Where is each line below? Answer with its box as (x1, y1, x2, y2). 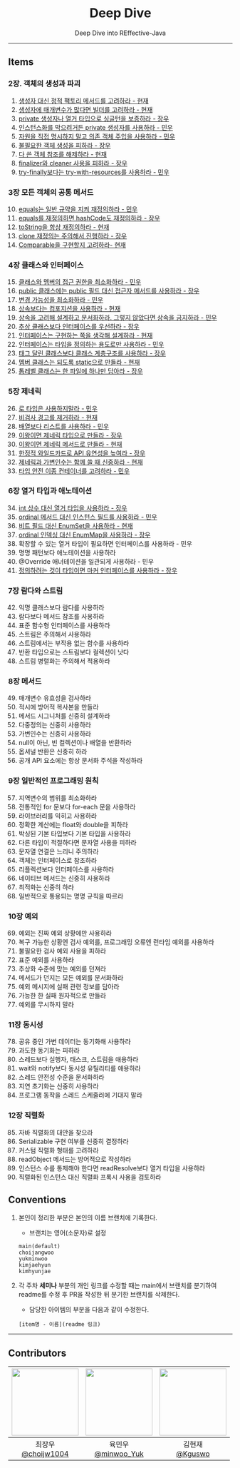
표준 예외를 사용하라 (18, 956, 74, 964)
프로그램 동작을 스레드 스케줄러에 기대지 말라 (18, 1090, 143, 1100)
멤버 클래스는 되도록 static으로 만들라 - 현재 (18, 358, 140, 367)
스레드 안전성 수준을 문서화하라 (18, 1073, 105, 1082)
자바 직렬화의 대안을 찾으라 (18, 1128, 93, 1136)
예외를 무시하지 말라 (18, 1001, 74, 1008)
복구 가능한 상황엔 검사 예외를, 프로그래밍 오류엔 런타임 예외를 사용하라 (18, 938, 214, 946)
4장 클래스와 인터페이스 (8, 260, 84, 270)
